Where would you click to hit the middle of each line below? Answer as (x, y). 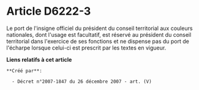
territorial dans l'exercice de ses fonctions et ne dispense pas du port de (98, 41)
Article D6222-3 (49, 11)
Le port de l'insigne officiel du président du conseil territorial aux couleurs (99, 28)
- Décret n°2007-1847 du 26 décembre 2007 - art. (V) (82, 81)
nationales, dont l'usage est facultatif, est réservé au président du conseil (99, 34)
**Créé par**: (24, 71)
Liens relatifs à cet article (39, 59)
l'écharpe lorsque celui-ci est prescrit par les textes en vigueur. (86, 48)
